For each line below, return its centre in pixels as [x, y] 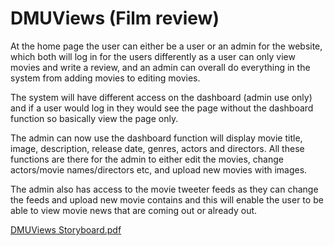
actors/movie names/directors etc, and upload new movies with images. [159, 169]
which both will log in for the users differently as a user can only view [153, 56]
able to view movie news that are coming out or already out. [134, 210]
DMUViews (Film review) [115, 18]
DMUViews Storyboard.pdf [66, 229]
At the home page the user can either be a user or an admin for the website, [166, 46]
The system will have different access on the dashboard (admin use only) [161, 97]
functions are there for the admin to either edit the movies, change [147, 159]
